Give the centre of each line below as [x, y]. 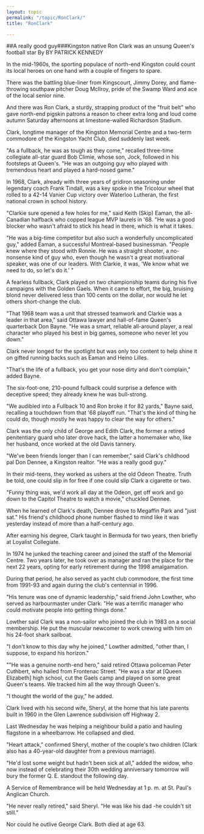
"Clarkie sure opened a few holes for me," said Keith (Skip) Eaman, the [95, 213]
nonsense [19, 258]
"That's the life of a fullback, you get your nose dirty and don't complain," [98, 369]
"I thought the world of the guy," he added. [60, 696]
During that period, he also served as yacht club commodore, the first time [100, 579]
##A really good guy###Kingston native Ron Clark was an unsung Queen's [100, 46]
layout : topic [24, 12]
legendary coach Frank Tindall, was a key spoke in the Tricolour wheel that [100, 188]
